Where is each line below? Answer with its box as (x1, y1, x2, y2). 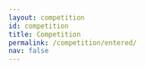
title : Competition (8, 30, 81, 39)
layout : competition (8, 13, 86, 22)
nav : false (8, 47, 49, 56)
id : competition (8, 22, 69, 30)
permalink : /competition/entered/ (8, 38, 138, 47)
